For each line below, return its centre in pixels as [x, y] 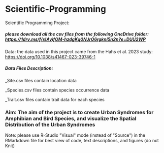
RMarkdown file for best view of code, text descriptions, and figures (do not [82, 141]
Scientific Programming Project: [37, 23]
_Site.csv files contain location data [41, 80]
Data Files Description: [29, 68]
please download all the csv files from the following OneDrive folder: [77, 34]
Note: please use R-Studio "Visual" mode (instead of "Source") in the [75, 135]
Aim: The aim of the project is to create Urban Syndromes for [79, 112]
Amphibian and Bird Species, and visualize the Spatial [71, 118]
